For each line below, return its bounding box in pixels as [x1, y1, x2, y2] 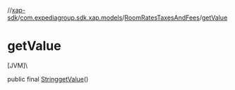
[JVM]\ [7, 61, 28, 70]
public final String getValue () [7, 75, 89, 83]
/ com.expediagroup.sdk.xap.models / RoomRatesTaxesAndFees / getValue [17, 13, 228, 22]
